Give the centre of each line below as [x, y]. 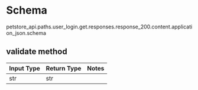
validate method [37, 52]
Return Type [64, 68]
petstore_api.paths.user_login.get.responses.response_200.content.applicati [99, 27]
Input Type [25, 68]
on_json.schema [26, 33]
